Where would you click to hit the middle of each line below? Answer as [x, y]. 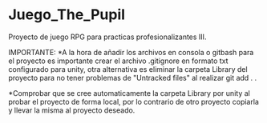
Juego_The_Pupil [67, 15]
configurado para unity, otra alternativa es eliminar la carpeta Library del [128, 69]
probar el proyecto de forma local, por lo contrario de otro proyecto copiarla [133, 101]
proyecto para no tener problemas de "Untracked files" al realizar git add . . [133, 77]
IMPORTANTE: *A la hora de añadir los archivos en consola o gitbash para [131, 52]
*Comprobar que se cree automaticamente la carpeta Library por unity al [129, 93]
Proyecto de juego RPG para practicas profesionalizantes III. [107, 37]
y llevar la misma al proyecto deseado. [72, 110]
